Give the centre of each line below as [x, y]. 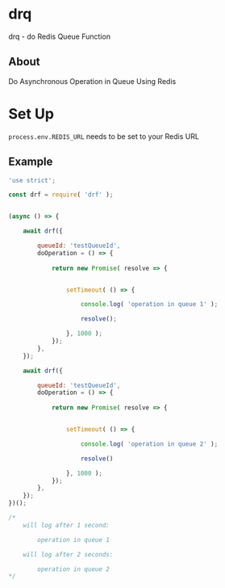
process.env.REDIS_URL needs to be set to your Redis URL [104, 136]
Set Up [31, 113]
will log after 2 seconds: [68, 554]
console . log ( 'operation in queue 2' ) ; [149, 444]
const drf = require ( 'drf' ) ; [61, 195]
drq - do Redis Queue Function [60, 36]
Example [31, 162]
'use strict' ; [32, 180]
